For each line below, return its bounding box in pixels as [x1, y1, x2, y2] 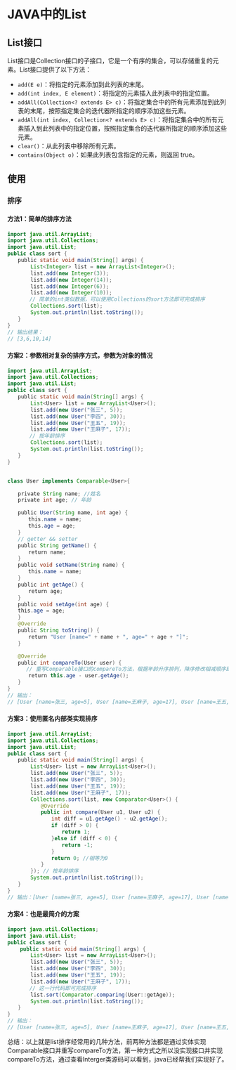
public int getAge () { [17, 581, 84, 588]
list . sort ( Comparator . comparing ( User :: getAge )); [30, 991, 176, 998]
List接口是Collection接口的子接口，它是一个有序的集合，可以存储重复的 [7, 57, 213, 65]
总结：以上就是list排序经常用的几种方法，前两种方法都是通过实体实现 [7, 1037, 206, 1045]
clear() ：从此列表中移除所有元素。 [17, 142, 120, 150]
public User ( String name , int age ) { [17, 509, 129, 516]
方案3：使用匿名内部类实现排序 [7, 715, 98, 723]
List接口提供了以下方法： [19, 65, 92, 74]
